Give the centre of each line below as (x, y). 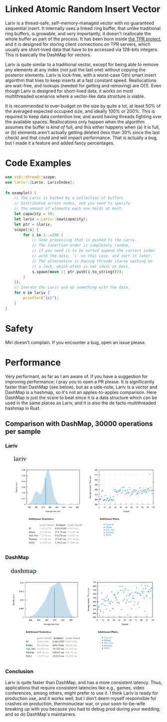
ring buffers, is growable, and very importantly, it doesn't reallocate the (78, 33)
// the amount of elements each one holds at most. (69, 209)
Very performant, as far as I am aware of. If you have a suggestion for (77, 376)
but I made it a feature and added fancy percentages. (60, 143)
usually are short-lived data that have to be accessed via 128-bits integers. (82, 49)
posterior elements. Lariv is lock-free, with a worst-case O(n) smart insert (81, 75)
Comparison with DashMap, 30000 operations (79, 424)
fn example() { (21, 193)
